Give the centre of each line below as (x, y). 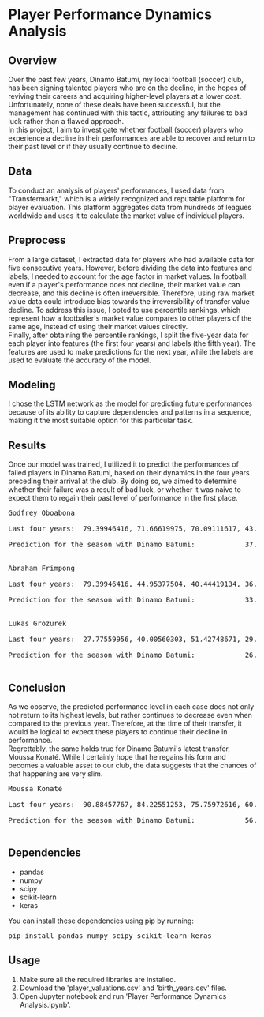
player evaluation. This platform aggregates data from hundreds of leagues (130, 207)
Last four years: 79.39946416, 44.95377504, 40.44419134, (125, 584)
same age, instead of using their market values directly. (98, 326)
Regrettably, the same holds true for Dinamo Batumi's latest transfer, (119, 749)
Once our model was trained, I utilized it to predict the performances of (123, 464)
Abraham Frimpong (41, 569)
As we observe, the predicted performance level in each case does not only (131, 707)
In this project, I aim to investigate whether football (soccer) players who (126, 129)
